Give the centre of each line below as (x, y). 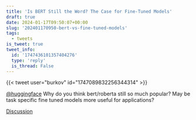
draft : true (21, 17)
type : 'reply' (29, 60)
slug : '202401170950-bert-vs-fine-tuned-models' (67, 28)
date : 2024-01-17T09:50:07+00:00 (47, 22)
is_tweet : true (25, 44)
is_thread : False (33, 66)
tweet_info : (21, 50)
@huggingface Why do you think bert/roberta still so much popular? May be (98, 94)
